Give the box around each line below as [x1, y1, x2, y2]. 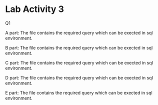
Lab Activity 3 [5, 3, 64, 15]
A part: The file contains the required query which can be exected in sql [5, 29, 153, 35]
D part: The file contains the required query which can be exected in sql [5, 74, 153, 80]
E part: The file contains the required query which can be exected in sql [5, 89, 152, 95]
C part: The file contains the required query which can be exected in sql [5, 59, 153, 65]
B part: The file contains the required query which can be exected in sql [5, 44, 153, 50]
